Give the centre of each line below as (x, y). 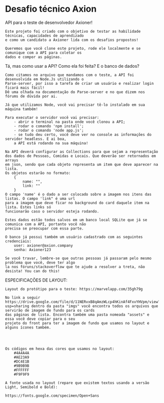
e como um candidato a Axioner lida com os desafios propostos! (72, 40)
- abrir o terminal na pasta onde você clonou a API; (70, 122)
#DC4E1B (21, 362)
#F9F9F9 (21, 374)
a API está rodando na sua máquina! (51, 143)
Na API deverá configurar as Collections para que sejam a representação (82, 152)
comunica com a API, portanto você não (46, 224)
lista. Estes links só (28, 207)
